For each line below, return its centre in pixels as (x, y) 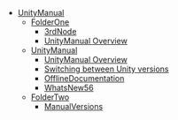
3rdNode (60, 31)
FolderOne (50, 22)
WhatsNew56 (69, 88)
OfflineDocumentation (84, 78)
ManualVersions (74, 106)
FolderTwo (50, 97)
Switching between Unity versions (106, 69)
